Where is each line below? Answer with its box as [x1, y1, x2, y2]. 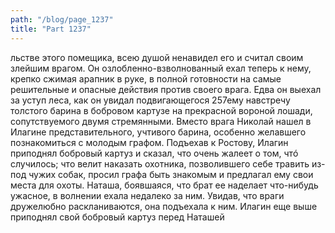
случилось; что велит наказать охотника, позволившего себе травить [10, 157, 310, 170]
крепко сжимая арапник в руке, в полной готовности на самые [10, 72, 282, 85]
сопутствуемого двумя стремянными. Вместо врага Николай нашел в [10, 115, 312, 127]
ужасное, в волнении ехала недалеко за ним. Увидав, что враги [10, 189, 285, 201]
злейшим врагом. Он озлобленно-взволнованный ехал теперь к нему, [10, 62, 312, 74]
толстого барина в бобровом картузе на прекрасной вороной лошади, [10, 104, 313, 116]
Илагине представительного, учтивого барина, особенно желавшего [10, 126, 307, 138]
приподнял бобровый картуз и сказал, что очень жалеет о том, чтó [10, 147, 299, 159]
